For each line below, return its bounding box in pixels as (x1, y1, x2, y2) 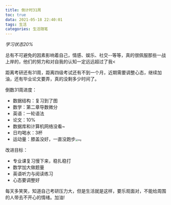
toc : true (5, 12, 27, 17)
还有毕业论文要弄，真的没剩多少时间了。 (14, 76, 100, 82)
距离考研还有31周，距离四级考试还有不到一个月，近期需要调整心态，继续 (5, 70, 158, 76)
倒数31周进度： (5, 87, 37, 93)
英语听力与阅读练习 (12, 171, 54, 177)
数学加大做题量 (12, 165, 44, 171)
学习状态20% (5, 42, 34, 48)
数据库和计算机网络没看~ (12, 124, 65, 130)
